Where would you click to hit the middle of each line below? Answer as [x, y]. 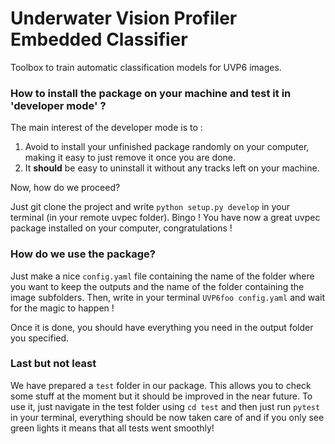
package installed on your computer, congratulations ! [121, 228]
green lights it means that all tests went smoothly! [112, 428]
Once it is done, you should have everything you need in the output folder [162, 327]
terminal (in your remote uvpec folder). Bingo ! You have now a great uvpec [165, 218]
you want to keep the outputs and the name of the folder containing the [157, 286]
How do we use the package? [83, 254]
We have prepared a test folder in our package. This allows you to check [161, 385]
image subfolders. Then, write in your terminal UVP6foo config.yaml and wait [168, 297]
